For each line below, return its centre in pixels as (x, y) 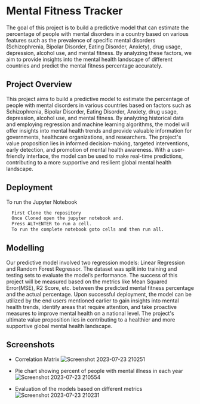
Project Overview (39, 85)
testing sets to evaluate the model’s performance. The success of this (92, 275)
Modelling (25, 248)
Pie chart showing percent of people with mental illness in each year (99, 371)
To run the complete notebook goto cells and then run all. (88, 229)
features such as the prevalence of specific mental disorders (81, 40)
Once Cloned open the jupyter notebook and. (68, 218)
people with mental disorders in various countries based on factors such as (99, 105)
